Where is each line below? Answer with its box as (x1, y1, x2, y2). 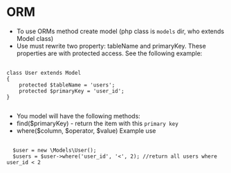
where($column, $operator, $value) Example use (16, 126, 156, 135)
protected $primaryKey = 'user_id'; (19, 87, 125, 94)
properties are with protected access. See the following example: (16, 49, 203, 57)
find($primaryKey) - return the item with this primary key (16, 119, 179, 127)
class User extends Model (6, 69, 81, 76)
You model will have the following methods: (16, 111, 141, 120)
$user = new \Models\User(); (12, 147, 97, 154)
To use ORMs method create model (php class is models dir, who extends (16, 27, 225, 35)
